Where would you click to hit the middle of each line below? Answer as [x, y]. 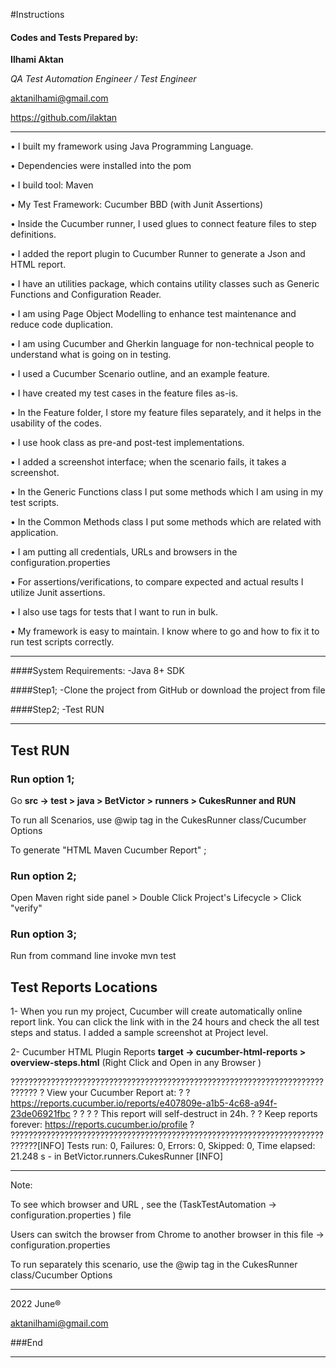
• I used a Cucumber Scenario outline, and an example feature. [140, 374]
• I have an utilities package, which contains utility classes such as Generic [165, 284]
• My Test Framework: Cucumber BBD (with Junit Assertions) [137, 205]
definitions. [33, 235]
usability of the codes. [56, 423]
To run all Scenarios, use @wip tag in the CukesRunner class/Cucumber [158, 820]
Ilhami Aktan [37, 60]
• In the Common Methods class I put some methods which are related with [166, 522]
